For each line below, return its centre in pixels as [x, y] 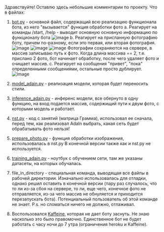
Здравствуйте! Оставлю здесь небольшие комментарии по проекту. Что [81, 7]
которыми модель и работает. [43, 109]
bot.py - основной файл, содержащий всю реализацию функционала [84, 22]
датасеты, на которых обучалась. [47, 163]
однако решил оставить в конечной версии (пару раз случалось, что [84, 183]
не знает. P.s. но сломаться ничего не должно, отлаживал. [73, 204]
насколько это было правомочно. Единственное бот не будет [76, 219]
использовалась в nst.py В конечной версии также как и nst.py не [81, 144]
